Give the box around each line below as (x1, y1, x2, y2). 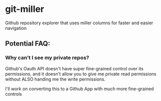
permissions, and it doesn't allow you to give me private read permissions (5, 71, 157, 77)
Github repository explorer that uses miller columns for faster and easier (5, 20, 154, 26)
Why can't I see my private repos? (5, 54, 90, 61)
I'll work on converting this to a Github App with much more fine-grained (5, 86, 154, 92)
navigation (5, 25, 27, 31)
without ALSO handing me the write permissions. (5, 76, 106, 82)
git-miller (5, 3, 44, 15)
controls (5, 91, 22, 97)
